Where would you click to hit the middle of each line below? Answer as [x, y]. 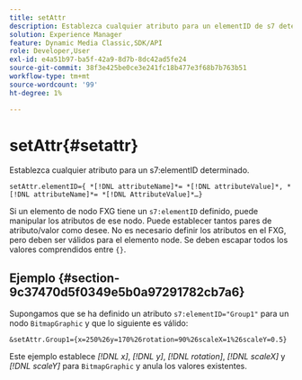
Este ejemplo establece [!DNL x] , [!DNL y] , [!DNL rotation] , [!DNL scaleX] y [147, 357]
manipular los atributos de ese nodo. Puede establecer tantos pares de [141, 221]
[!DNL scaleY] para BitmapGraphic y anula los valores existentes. [128, 366]
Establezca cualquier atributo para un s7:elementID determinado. [129, 170]
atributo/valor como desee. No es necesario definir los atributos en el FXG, [148, 231]
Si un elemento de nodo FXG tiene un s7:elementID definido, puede [134, 212]
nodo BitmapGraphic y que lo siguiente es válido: [99, 323]
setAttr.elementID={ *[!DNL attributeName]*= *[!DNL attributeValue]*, [146, 187]
